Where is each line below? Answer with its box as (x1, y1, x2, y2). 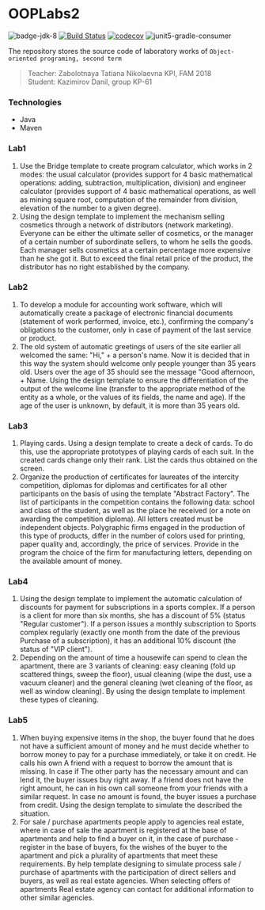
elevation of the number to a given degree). (19, 203, 161, 212)
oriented (8, 55, 37, 63)
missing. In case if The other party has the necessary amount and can (19, 766, 248, 776)
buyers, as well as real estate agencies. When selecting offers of (19, 876, 231, 885)
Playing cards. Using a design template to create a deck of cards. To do (19, 439, 253, 448)
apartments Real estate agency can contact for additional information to (19, 884, 255, 893)
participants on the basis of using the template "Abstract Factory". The (19, 489, 250, 499)
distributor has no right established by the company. (19, 262, 191, 272)
